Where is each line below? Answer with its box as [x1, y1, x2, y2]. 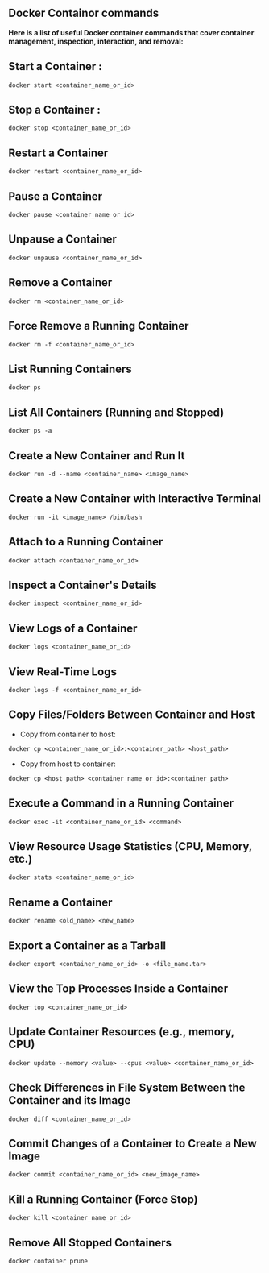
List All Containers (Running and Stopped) [8, 405, 225, 419]
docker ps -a [8, 427, 52, 435]
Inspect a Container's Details [8, 578, 157, 591]
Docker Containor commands [8, 6, 159, 20]
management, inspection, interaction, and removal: [8, 36, 184, 46]
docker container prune [8, 1257, 89, 1265]
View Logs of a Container [8, 621, 138, 635]
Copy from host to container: [19, 759, 116, 769]
